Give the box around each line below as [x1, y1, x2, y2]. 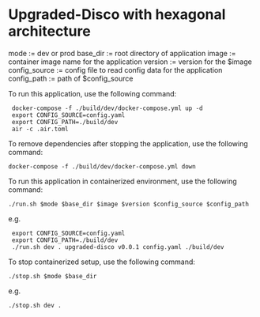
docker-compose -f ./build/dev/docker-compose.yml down [8, 162, 196, 171]
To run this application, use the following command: [8, 89, 177, 98]
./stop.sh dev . [8, 301, 62, 309]
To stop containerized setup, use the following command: [8, 257, 196, 266]
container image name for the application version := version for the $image [8, 57, 253, 66]
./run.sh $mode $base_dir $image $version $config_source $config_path [8, 200, 249, 208]
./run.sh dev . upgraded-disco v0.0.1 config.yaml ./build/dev [11, 243, 224, 251]
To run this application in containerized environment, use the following [8, 176, 237, 186]
